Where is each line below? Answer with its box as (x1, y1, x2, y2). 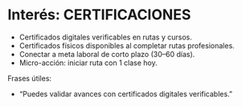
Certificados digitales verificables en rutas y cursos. (18, 32, 192, 42)
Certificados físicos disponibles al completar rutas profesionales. (18, 40, 235, 50)
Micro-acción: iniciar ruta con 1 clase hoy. (18, 58, 158, 68)
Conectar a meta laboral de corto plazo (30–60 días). (18, 49, 195, 59)
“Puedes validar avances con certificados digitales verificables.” (18, 88, 233, 98)
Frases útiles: (7, 73, 52, 83)
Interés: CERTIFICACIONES (7, 6, 191, 24)
